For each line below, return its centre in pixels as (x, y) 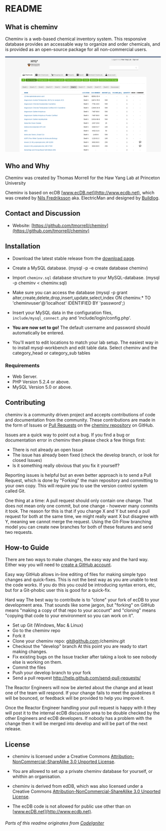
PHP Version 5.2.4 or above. (41, 382)
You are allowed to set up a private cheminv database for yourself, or (83, 771)
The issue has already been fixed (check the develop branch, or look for (86, 455)
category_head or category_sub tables (51, 353)
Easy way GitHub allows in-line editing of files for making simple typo (76, 575)
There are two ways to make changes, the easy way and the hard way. (77, 560)
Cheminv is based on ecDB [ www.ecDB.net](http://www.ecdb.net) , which (80, 192)
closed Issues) (27, 460)
